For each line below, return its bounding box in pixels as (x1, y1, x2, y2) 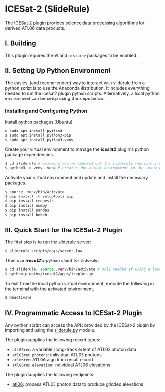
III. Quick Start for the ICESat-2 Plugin (5, 226, 123, 234)
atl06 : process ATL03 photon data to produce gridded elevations (12, 381, 144, 387)
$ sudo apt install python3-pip (5, 133, 71, 138)
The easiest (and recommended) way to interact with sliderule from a (5, 80, 145, 86)
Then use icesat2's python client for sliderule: (5, 258, 99, 263)
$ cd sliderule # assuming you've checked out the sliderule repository (5, 161, 157, 166)
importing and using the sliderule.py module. (5, 327, 96, 333)
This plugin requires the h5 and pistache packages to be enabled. (5, 52, 137, 58)
